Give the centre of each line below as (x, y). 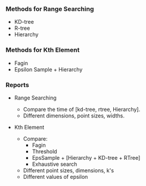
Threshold (44, 151)
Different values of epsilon (55, 176)
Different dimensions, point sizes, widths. (74, 116)
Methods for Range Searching (50, 9)
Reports (17, 85)
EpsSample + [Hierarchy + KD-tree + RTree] (86, 157)
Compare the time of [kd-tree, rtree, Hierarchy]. (82, 109)
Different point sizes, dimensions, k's (69, 170)
